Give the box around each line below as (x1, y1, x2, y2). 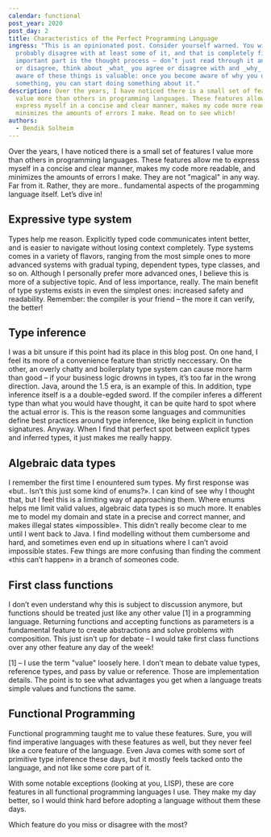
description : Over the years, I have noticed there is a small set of (8, 86, 251, 95)
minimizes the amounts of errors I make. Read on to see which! (15, 110, 236, 118)
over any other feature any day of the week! (8, 643, 154, 652)
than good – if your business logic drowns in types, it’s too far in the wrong (8, 373, 256, 383)
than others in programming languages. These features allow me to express (8, 155, 260, 164)
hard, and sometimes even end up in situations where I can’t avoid (8, 538, 228, 548)
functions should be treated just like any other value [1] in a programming (8, 608, 252, 618)
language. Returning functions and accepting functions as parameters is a (8, 617, 255, 626)
